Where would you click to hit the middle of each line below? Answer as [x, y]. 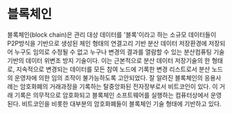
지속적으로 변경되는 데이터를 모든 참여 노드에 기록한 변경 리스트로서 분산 [113, 69]
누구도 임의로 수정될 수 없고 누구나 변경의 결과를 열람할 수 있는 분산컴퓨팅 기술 [119, 52]
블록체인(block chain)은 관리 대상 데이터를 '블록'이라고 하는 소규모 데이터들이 [112, 35]
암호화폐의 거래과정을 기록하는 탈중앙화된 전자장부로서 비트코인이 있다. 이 [119, 86]
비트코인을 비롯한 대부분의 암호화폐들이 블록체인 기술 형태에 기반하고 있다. [122, 104]
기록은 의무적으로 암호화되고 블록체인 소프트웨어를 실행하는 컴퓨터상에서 [111, 95]
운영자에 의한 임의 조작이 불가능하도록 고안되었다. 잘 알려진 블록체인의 [108, 77]
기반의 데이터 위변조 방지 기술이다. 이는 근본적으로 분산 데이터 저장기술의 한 [109, 60]
